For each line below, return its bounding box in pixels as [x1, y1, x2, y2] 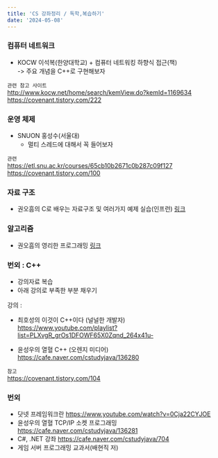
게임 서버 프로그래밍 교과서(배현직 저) [17, 443, 119, 452]
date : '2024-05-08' [7, 17, 64, 24]
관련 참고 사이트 [7, 82, 47, 89]
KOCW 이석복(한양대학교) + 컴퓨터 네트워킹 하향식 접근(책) [17, 58, 178, 66]
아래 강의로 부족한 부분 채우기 [17, 286, 97, 294]
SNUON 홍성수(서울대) [17, 132, 80, 140]
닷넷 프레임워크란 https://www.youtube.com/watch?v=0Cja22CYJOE [17, 410, 211, 418]
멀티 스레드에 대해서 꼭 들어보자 [27, 140, 113, 148]
